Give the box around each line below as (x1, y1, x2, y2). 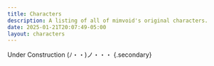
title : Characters (7, 10, 62, 18)
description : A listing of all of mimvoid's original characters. (7, 17, 208, 24)
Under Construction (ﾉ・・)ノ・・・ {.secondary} (7, 50, 152, 59)
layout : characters (7, 30, 65, 38)
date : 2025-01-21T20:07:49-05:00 (7, 23, 107, 31)
